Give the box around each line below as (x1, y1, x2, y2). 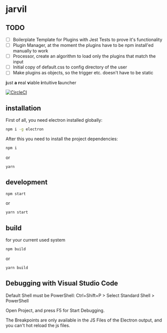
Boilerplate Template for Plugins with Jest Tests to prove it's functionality (12, 36, 163, 42)
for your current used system (5, 237, 66, 243)
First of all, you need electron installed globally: (5, 117, 102, 123)
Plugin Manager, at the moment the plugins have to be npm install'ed (12, 42, 154, 48)
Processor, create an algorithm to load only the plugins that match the (12, 53, 156, 59)
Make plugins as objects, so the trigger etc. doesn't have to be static (12, 70, 154, 76)
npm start (5, 191, 26, 196)
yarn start (5, 210, 28, 215)
